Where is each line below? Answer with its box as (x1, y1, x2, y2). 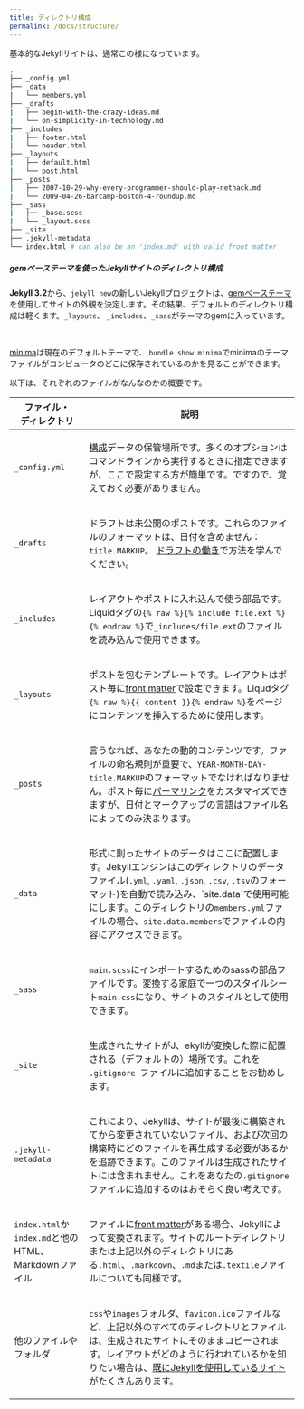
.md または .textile (180, 1258, 260, 1271)
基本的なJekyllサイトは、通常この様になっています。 (9, 47, 205, 59)
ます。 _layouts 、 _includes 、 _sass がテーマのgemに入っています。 (40, 309, 290, 321)
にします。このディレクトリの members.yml (89, 901, 266, 913)
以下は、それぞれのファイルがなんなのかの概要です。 (9, 377, 207, 388)
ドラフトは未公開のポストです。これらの (89, 516, 261, 529)
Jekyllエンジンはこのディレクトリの (106, 860, 258, 873)
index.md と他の (14, 1231, 79, 1244)
